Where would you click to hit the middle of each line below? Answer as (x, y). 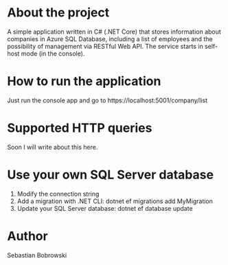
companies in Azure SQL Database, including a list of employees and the (110, 38)
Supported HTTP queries (80, 128)
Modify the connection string (58, 194)
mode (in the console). (53, 54)
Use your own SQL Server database (111, 175)
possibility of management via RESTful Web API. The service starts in (105, 46)
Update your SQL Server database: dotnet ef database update (105, 208)
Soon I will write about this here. (53, 147)
